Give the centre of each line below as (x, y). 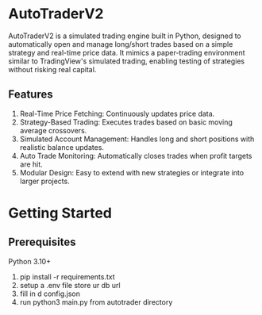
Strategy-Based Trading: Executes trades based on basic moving (126, 122)
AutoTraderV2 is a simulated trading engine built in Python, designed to (125, 36)
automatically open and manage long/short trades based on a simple (121, 44)
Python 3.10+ (30, 261)
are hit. (31, 164)
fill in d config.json (50, 294)
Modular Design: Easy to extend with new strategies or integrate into (132, 172)
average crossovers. (53, 130)
